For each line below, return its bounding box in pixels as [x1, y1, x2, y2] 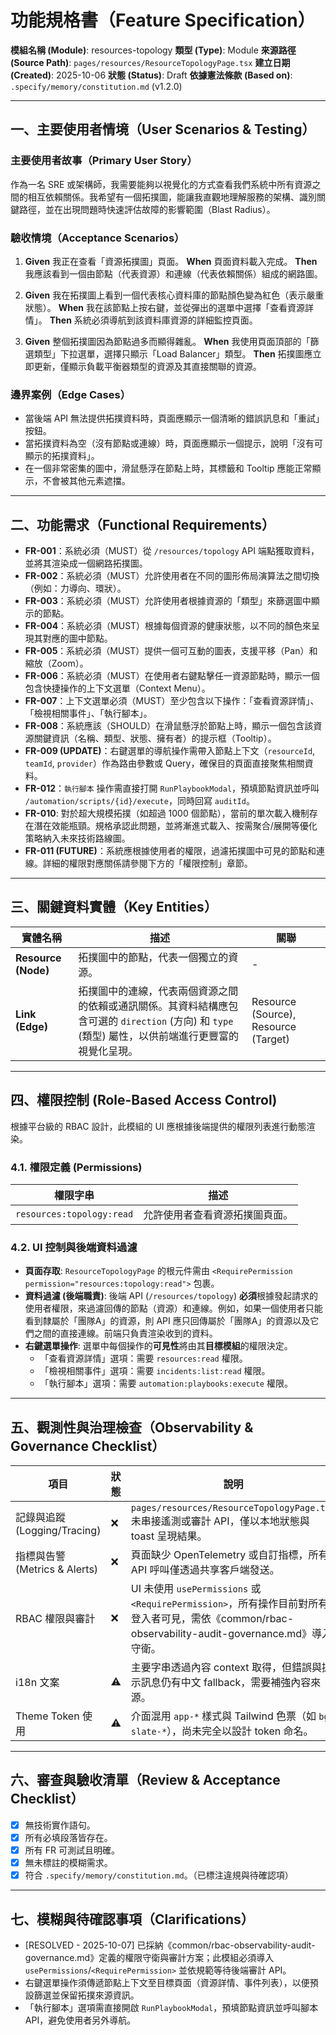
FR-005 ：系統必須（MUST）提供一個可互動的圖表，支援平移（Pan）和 [24, 645, 318, 657]
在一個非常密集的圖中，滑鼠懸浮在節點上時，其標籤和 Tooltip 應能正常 [24, 462, 313, 475]
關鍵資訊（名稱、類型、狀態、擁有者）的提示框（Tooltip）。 [33, 732, 277, 745]
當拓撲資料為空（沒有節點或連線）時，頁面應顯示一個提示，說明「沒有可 [24, 437, 323, 450]
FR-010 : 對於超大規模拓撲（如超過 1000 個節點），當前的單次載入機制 [24, 807, 310, 820]
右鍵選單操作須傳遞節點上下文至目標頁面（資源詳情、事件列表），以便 [24, 1977, 310, 1988]
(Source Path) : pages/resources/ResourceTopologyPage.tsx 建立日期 [10, 56, 291, 68]
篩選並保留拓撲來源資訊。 [33, 1989, 140, 2001]
